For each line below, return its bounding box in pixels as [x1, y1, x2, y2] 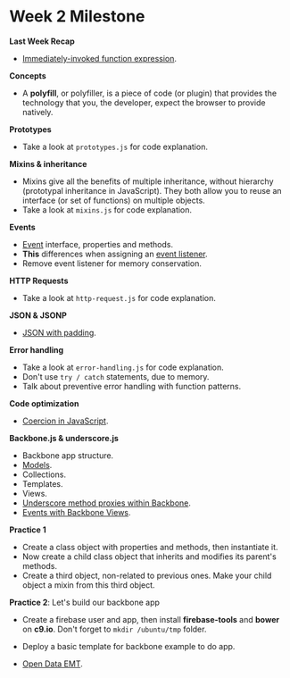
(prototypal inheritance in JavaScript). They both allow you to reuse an [21, 185, 283, 196]
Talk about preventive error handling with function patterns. [21, 381, 242, 391]
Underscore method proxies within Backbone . [21, 498, 192, 508]
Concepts [9, 70, 46, 81]
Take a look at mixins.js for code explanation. [21, 204, 193, 215]
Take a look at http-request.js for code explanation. [21, 292, 217, 303]
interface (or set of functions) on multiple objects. [21, 195, 205, 205]
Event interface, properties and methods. [21, 239, 174, 249]
